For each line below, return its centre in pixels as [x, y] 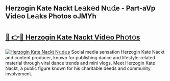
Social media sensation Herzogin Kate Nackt [118, 52]
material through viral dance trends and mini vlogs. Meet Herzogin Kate [80, 63]
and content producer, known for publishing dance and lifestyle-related [80, 57]
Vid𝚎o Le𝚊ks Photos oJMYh [51, 16]
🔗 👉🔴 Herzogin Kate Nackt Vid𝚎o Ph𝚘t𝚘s [73, 37]
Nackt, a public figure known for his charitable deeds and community [78, 68]
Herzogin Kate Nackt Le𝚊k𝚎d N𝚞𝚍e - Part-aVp [80, 8]
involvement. [19, 74]
